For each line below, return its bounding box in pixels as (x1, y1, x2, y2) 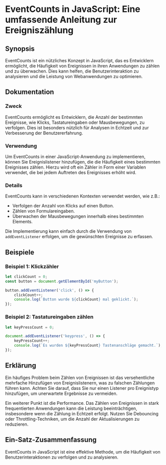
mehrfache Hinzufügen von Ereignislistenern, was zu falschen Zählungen (5, 379, 155, 386)
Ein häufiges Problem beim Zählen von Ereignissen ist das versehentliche (5, 374, 155, 380)
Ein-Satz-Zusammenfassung (5, 436, 97, 444)
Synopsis (5, 44, 35, 53)
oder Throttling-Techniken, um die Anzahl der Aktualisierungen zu (5, 416, 140, 422)
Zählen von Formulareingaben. (12, 208, 75, 214)
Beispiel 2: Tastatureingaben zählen (5, 313, 94, 320)
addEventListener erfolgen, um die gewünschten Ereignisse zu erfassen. (5, 234, 154, 240)
